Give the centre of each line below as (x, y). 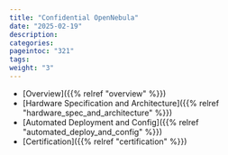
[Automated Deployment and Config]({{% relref (110, 122)
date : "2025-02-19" (46, 26)
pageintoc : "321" (42, 51)
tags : (19, 59)
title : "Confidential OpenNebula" (74, 18)
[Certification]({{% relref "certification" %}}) (105, 141)
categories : (32, 43)
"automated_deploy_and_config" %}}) (92, 132)
